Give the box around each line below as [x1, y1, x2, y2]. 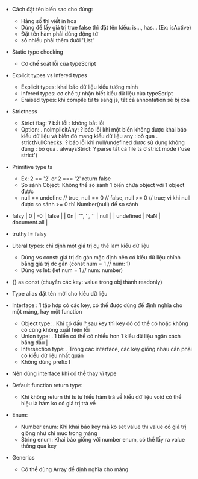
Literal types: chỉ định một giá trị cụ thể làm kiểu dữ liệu [11, 242, 150, 249]
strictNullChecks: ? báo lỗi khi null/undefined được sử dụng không [20, 139, 185, 146]
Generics [11, 454, 35, 461]
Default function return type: [11, 382, 83, 389]
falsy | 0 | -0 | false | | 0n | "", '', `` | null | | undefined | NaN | [11, 212, 161, 220]
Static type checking [11, 48, 63, 56]
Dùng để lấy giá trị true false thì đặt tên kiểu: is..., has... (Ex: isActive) [20, 24, 191, 31]
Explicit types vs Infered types [11, 72, 87, 78]
